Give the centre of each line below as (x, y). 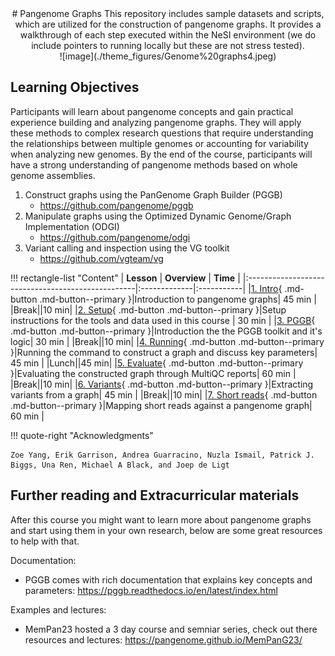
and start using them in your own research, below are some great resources (166, 530)
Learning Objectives (75, 87)
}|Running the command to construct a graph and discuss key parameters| (164, 352)
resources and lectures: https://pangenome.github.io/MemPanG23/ (163, 639)
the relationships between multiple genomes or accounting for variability (159, 143)
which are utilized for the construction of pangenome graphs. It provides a (168, 24)
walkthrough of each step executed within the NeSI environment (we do (168, 35)
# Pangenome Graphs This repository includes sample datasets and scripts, (168, 13)
